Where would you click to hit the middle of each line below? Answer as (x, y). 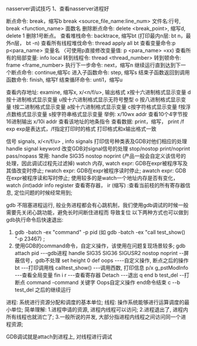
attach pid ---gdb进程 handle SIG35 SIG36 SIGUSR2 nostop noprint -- (99, 253)
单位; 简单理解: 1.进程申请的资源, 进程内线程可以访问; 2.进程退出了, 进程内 (100, 309)
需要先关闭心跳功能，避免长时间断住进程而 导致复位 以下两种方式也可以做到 (97, 212)
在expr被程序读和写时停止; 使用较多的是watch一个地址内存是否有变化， (92, 178)
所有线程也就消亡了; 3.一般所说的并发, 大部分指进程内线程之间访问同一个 (94, 317)
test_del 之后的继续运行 (43, 290)
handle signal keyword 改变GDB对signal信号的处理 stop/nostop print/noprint (98, 149)
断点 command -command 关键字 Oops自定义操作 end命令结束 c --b (97, 282)
